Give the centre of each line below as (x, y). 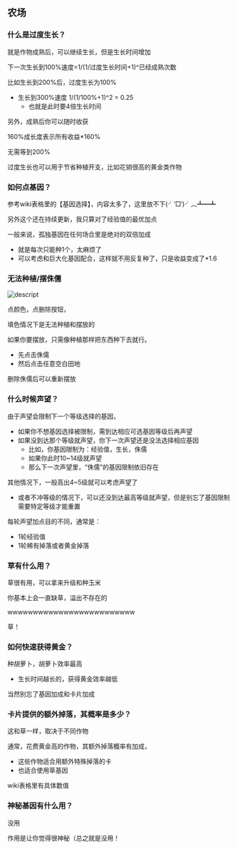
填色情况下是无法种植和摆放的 (51, 325)
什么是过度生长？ (37, 35)
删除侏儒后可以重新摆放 (42, 379)
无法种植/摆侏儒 (35, 278)
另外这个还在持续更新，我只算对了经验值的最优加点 (82, 219)
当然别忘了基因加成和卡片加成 (51, 694)
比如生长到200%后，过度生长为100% (62, 82)
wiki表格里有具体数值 (38, 786)
